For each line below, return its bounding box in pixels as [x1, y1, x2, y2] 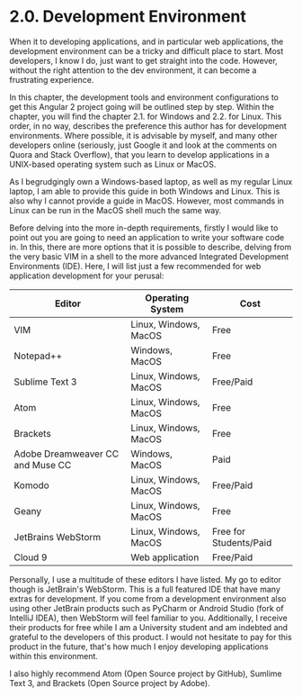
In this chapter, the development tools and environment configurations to [9, 92, 280, 103]
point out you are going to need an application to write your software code [9, 231, 285, 242]
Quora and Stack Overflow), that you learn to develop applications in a [9, 149, 270, 159]
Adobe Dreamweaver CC [13, 448, 120, 460]
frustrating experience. [9, 74, 94, 85]
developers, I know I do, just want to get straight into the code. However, [9, 55, 279, 66]
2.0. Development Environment [9, 6, 247, 27]
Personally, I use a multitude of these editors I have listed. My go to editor [9, 574, 281, 584]
